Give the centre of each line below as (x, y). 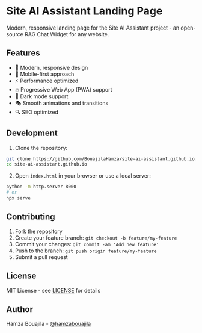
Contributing (31, 217)
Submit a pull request (41, 257)
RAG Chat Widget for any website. (67, 34)
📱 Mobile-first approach (44, 74)
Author (20, 309)
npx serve (19, 198)
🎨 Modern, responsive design (51, 67)
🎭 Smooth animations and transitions (62, 103)
